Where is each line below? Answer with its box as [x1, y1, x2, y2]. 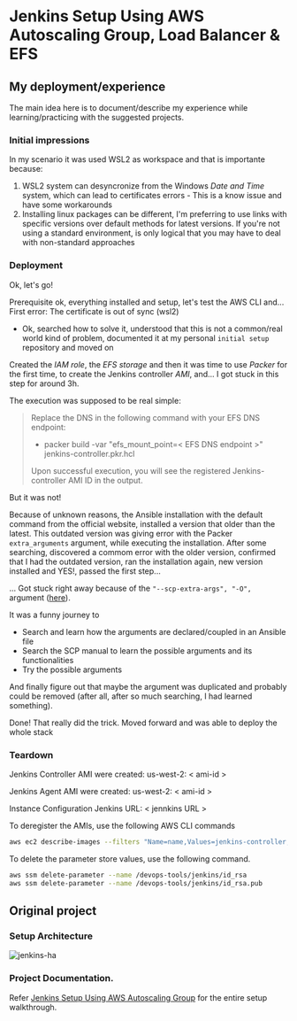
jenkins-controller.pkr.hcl [43, 448, 135, 459]
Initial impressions [9, 134, 90, 146]
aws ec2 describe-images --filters [9, 837, 141, 847]
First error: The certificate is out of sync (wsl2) [9, 306, 179, 316]
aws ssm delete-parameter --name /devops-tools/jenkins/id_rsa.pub [9, 878, 263, 887]
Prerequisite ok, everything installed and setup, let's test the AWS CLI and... [9, 297, 285, 307]
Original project [9, 903, 97, 918]
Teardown [9, 748, 54, 761]
